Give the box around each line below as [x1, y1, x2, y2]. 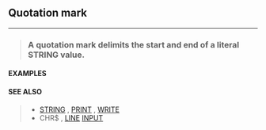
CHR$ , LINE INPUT [39, 113, 104, 122]
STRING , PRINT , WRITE [39, 105, 120, 114]
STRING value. [27, 49, 85, 60]
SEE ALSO [8, 86, 42, 96]
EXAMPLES [8, 69, 47, 78]
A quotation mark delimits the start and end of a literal [27, 39, 240, 50]
